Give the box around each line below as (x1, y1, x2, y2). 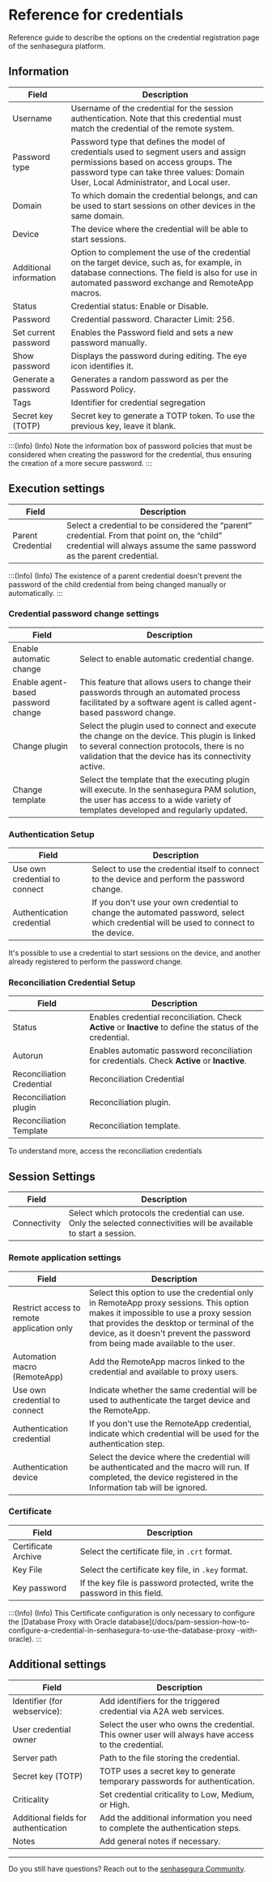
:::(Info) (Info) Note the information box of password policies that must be (8, 441, 253, 451)
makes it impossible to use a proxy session (88, 1307, 252, 1319)
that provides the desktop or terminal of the (88, 1317, 254, 1328)
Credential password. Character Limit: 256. (70, 313, 235, 325)
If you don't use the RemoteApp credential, (88, 1418, 253, 1429)
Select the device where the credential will (88, 1451, 251, 1462)
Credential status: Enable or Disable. (70, 300, 209, 312)
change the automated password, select (91, 907, 245, 918)
